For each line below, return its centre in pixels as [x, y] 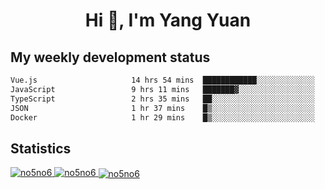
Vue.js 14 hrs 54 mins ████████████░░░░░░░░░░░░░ [162, 80]
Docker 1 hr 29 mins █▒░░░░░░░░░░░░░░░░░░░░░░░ [162, 117]
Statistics [41, 148]
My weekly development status [110, 57]
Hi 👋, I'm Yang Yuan [168, 20]
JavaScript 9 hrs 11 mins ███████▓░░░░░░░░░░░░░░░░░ [162, 89]
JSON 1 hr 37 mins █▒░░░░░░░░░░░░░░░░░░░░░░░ [162, 108]
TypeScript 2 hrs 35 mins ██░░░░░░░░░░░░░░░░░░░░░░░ [162, 99]
